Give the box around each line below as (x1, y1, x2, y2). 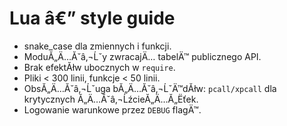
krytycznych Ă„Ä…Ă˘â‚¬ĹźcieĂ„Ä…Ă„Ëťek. (23, 93, 199, 105)
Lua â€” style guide (9, 7, 176, 30)
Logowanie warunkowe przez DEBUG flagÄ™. (23, 103, 202, 116)
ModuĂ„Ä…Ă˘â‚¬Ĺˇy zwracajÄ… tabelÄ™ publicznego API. (23, 50, 262, 62)
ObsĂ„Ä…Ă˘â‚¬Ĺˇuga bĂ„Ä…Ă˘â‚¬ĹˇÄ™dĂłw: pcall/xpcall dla (23, 82, 277, 94)
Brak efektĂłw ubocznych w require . (23, 61, 176, 73)
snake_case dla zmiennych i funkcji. (23, 40, 172, 52)
